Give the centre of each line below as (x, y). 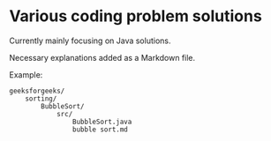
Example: (26, 74)
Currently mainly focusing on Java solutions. (90, 41)
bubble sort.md (100, 130)
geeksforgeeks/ (37, 91)
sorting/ (41, 99)
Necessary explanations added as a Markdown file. (102, 57)
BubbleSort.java (102, 122)
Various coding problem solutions (135, 16)
